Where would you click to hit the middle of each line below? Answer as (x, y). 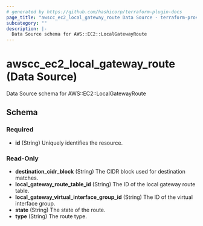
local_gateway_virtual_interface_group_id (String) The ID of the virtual (104, 197)
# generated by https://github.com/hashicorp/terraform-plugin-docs (94, 12)
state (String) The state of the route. (60, 210)
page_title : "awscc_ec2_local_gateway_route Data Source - (82, 17)
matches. (27, 178)
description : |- (27, 29)
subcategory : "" (27, 23)
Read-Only (23, 159)
